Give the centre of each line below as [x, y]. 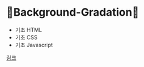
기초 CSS [26, 37]
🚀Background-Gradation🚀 [73, 12]
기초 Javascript [34, 45]
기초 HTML [29, 30]
